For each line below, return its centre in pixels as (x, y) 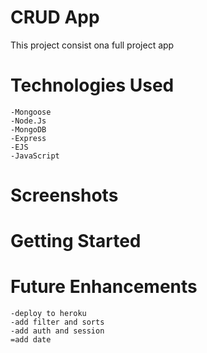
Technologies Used (92, 85)
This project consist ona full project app (92, 45)
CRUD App (55, 17)
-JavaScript (35, 156)
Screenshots (64, 195)
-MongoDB (28, 129)
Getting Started (76, 241)
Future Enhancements (104, 287)
